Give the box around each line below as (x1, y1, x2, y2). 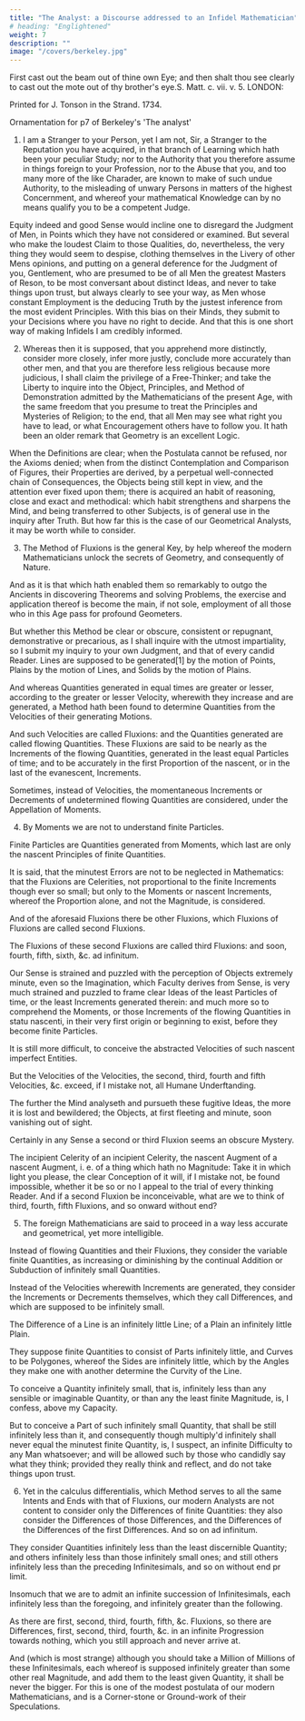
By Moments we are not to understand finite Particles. (22, 822, 224, 833)
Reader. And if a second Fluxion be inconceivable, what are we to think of (9, 1191, 285, 1202)
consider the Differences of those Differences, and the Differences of (22, 1515, 282, 1526)
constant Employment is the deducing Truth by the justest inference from (9, 297, 283, 308)
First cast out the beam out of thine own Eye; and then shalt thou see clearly (9, 72, 295, 83)
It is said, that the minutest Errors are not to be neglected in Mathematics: (9, 866, 284, 877)
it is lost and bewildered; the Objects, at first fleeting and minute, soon (9, 1107, 272, 1118)
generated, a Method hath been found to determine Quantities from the (9, 701, 276, 713)
